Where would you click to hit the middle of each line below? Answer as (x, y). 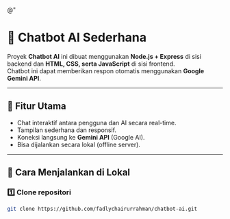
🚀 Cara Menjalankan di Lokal (69, 173)
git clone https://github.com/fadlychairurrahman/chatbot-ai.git (102, 209)
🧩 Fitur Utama (37, 106)
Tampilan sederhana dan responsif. (67, 130)
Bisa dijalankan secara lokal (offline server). (78, 144)
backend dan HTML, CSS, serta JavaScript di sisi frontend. (91, 64)
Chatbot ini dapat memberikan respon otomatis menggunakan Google (106, 70)
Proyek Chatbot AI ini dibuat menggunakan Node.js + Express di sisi (104, 56)
